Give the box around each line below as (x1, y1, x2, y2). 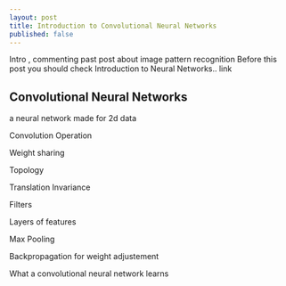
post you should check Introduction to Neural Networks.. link (9, 63, 233, 74)
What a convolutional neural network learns (9, 268, 169, 279)
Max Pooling (9, 233, 55, 245)
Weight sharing (9, 148, 65, 159)
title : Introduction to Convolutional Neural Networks (9, 21, 217, 30)
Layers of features (9, 217, 77, 227)
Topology (9, 165, 45, 176)
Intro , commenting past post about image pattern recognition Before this (9, 54, 278, 65)
